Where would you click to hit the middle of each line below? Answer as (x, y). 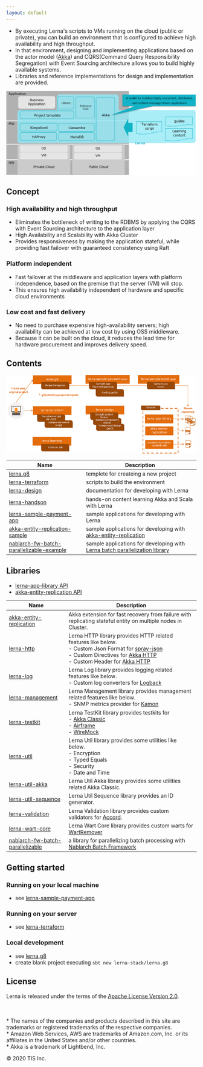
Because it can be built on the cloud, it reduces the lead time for (95, 338)
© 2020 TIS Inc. (26, 1058)
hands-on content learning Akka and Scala (140, 499)
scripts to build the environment (125, 482)
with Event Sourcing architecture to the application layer (85, 229)
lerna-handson (28, 502)
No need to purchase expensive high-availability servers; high (92, 325)
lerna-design (25, 491)
